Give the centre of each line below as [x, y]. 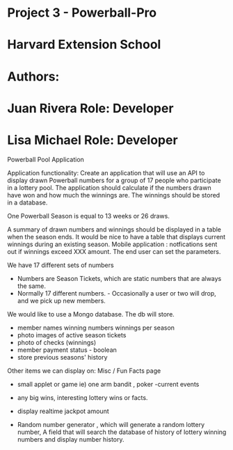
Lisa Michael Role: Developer [93, 140]
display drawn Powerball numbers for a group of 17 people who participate [114, 180]
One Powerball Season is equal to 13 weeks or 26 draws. [89, 216]
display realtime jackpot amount [63, 411]
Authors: [33, 76]
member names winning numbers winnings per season [96, 328]
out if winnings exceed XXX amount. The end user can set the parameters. [114, 251]
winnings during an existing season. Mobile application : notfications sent [112, 244]
